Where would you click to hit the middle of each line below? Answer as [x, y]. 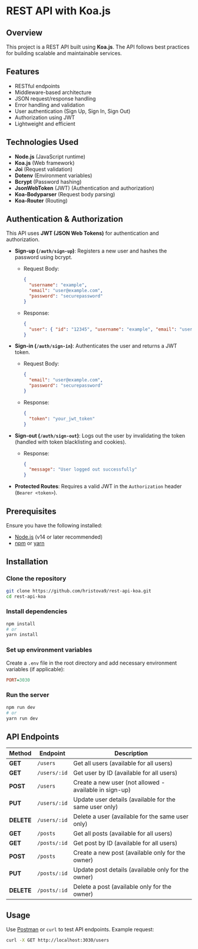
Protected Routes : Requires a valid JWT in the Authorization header [98, 487]
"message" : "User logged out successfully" [83, 469]
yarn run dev [22, 718]
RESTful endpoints [37, 86]
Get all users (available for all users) [123, 763]
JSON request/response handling [55, 98]
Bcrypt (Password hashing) [48, 182]
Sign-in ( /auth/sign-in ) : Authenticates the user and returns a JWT [96, 346]
